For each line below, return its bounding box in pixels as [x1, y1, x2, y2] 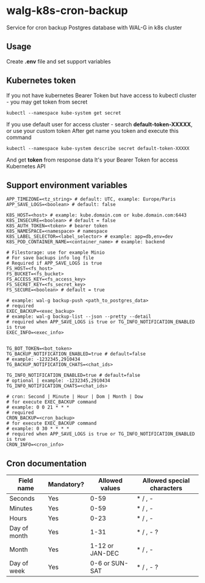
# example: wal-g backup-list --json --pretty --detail [6, 313, 151, 320]
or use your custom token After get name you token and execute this [6, 127, 179, 134]
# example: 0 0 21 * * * [6, 404, 70, 410]
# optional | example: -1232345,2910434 [6, 377, 111, 384]
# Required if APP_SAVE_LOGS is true [6, 260, 103, 266]
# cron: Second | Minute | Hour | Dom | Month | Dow [6, 394, 143, 400]
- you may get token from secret [6, 98, 88, 106]
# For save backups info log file [6, 255, 95, 261]
